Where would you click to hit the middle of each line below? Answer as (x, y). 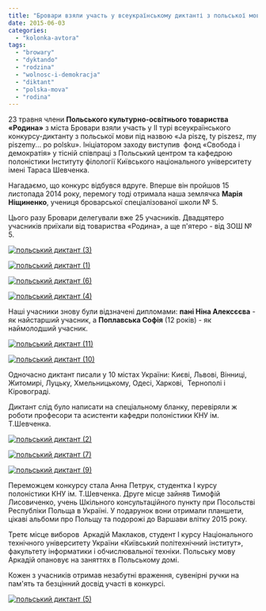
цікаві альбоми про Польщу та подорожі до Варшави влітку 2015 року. (128, 519)
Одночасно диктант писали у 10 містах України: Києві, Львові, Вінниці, (127, 375)
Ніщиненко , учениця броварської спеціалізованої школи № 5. (113, 203)
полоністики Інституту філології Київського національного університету (130, 162)
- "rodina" (33, 97)
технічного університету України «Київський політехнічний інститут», (126, 543)
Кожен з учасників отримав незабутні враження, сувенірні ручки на (124, 575)
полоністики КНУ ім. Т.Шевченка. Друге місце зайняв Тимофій (114, 494)
